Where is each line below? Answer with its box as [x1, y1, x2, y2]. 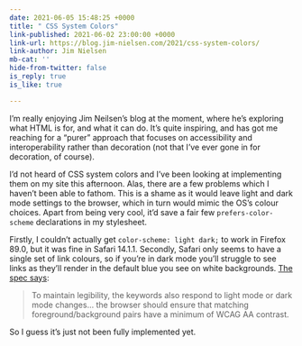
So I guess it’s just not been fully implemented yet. [9, 326, 197, 337]
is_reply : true [9, 72, 67, 81]
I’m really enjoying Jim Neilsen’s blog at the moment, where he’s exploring [9, 113, 284, 123]
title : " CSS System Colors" [9, 22, 119, 31]
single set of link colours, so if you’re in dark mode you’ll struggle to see [9, 253, 277, 264]
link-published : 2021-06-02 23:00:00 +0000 [9, 30, 176, 39]
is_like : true [9, 80, 63, 89]
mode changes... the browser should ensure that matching [31, 299, 250, 310]
